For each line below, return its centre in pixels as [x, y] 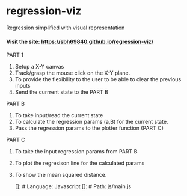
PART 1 [15, 55]
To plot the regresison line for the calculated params [80, 163]
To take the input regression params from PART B [76, 152]
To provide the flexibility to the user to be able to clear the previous [98, 79]
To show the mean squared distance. [61, 175]
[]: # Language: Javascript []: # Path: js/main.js [73, 186]
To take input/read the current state [59, 115]
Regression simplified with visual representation [66, 28]
